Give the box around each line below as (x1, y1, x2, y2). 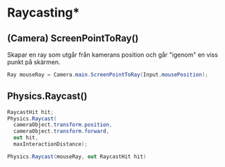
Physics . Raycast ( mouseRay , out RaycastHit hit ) (7, 153, 147, 160)
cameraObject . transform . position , (13, 121, 112, 128)
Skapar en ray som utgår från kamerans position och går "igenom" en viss (7, 50, 219, 59)
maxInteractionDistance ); (13, 141, 88, 148)
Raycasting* (7, 5, 80, 21)
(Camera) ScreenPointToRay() (7, 32, 139, 44)
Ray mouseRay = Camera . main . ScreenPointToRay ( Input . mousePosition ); (7, 71, 208, 78)
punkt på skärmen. (7, 58, 61, 66)
